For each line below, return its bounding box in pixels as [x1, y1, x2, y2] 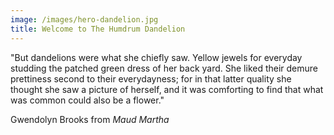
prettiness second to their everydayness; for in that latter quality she [10, 72, 292, 85]
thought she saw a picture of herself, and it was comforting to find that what [10, 83, 324, 95]
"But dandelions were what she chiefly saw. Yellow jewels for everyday [10, 51, 303, 63]
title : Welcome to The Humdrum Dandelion [10, 24, 186, 34]
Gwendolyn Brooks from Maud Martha [10, 113, 170, 125]
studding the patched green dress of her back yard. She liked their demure [10, 62, 319, 74]
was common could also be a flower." [10, 94, 165, 106]
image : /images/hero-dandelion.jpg [10, 14, 159, 25]
